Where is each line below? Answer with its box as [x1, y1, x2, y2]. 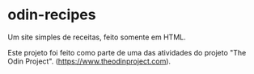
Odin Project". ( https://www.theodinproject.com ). [7, 56, 171, 66]
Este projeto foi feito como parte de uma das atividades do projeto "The [7, 47, 247, 57]
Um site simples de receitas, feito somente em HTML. [7, 32, 187, 42]
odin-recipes [7, 6, 96, 24]
